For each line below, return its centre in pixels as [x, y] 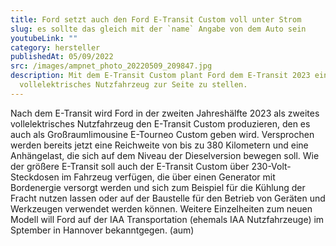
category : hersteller [55, 47]
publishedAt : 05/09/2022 [62, 57]
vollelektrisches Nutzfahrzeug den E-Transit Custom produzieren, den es [160, 123]
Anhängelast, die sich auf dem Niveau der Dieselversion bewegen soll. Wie [165, 155]
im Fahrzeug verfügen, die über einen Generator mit [168, 177]
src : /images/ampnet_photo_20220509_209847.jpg [111, 66]
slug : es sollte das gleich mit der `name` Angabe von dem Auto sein [158, 29]
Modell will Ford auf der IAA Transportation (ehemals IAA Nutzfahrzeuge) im [167, 219]
